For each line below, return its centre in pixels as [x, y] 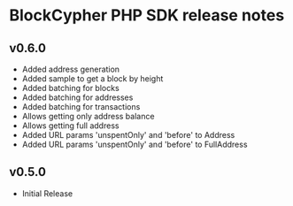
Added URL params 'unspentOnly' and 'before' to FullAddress [135, 144]
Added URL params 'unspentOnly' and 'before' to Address [128, 135]
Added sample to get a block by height [93, 79]
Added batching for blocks [70, 88]
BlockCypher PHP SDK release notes [147, 15]
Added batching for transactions [81, 107]
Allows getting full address [70, 126]
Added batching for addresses [77, 97]
